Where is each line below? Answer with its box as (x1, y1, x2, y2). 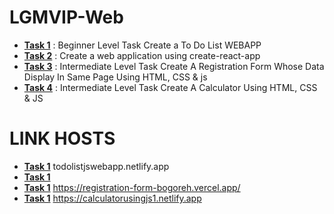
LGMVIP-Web (9, 6, 124, 29)
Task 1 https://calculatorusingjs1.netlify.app (23, 192, 202, 204)
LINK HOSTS (9, 127, 116, 150)
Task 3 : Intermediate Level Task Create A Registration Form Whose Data (23, 60, 325, 72)
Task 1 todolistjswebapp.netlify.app (23, 160, 170, 172)
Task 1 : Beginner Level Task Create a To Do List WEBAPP (23, 39, 262, 51)
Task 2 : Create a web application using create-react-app (23, 49, 261, 61)
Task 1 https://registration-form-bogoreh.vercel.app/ (23, 181, 241, 193)
